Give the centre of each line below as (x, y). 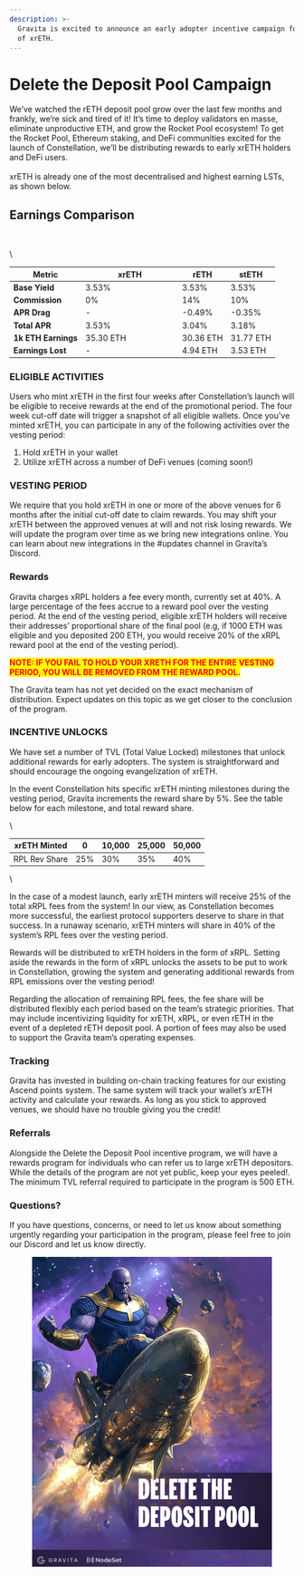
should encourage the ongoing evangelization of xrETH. (114, 771)
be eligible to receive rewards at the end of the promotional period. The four (151, 406)
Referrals (30, 1133)
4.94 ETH (200, 351)
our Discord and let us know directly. (78, 1244)
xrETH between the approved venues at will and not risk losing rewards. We (151, 525)
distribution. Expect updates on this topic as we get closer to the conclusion (151, 699)
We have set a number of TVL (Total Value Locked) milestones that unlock (147, 751)
